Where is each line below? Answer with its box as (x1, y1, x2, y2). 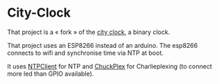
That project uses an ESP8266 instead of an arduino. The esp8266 (7, 41, 198, 49)
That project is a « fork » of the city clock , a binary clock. (7, 28, 170, 36)
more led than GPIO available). (7, 69, 94, 78)
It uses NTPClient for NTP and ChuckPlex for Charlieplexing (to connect (7, 62, 213, 70)
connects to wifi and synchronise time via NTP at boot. (7, 49, 164, 57)
